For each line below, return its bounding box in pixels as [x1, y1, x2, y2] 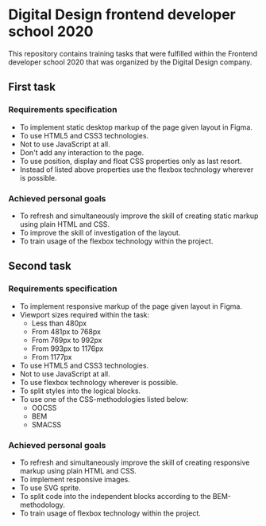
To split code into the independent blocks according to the [19, 491, 211, 501]
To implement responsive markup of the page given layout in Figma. [19, 301, 242, 311]
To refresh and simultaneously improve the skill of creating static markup [19, 211, 259, 220]
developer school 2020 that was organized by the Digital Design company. [8, 57, 253, 67]
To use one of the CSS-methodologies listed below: [19, 394, 189, 403]
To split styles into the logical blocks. [19, 386, 141, 395]
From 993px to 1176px [31, 344, 104, 353]
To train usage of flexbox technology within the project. [19, 508, 201, 518]
